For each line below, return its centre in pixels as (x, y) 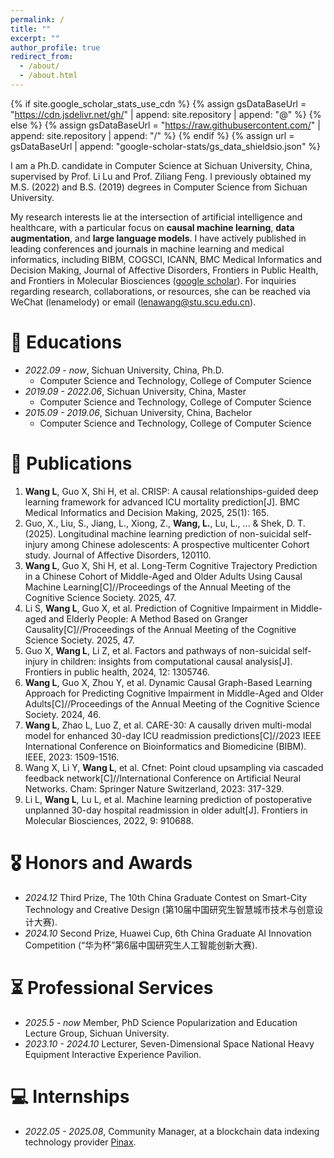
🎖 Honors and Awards (101, 862)
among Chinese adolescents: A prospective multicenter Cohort (180, 544)
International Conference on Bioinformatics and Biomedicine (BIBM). (165, 746)
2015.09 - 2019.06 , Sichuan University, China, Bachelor (138, 412)
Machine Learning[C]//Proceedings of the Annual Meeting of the (158, 587)
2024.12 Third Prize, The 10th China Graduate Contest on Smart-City (166, 897)
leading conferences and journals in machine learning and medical (147, 248)
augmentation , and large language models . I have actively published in (158, 238)
